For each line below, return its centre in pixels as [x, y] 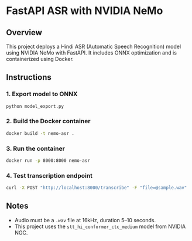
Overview [24, 33]
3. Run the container [36, 148]
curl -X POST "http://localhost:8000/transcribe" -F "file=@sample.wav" [97, 188]
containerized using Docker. [40, 59]
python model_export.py [35, 106]
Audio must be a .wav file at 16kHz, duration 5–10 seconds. [85, 220]
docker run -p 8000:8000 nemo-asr [48, 161]
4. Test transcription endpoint [49, 175]
